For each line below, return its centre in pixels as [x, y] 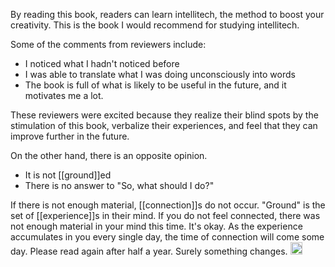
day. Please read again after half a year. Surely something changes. [149, 251]
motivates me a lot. [64, 95]
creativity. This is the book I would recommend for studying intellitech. [155, 25]
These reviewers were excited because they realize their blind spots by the [164, 115]
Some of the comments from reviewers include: [108, 44]
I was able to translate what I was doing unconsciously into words [160, 74]
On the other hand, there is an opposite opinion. [109, 155]
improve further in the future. [70, 136]
